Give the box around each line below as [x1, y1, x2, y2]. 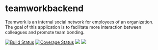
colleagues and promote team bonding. [5, 29, 85, 35]
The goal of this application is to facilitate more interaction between [5, 24, 141, 30]
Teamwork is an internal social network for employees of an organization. [5, 19, 154, 25]
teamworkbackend [5, 3, 84, 14]
